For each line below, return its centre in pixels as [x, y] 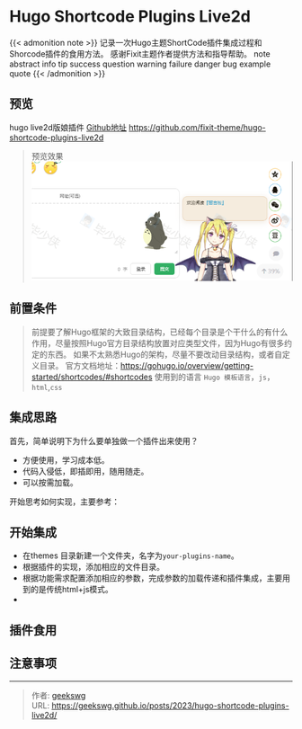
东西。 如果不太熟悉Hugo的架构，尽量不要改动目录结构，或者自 [165, 354]
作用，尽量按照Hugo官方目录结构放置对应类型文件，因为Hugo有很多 [158, 342]
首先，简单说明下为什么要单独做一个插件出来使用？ [104, 440]
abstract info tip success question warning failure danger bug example [140, 64]
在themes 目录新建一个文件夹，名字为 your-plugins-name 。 [131, 556]
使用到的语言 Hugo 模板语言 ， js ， [214, 377]
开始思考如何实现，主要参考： [64, 502]
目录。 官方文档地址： [80, 365]
